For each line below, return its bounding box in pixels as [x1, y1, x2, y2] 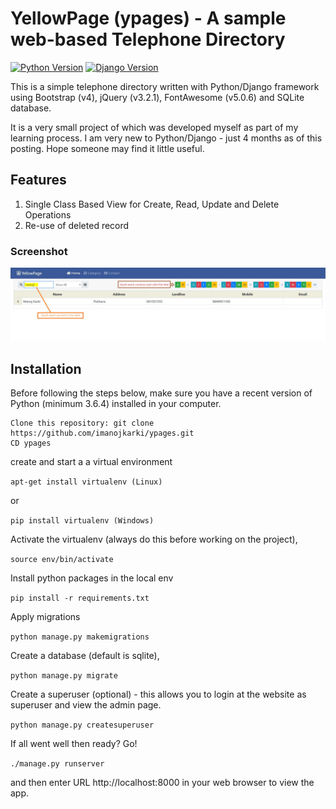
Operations [24, 208, 72, 221]
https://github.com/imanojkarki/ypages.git [10, 428, 195, 438]
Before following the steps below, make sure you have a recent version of [10, 387, 313, 399]
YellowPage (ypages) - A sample [10, 7, 287, 30]
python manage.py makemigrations [10, 632, 150, 642]
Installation [10, 360, 82, 377]
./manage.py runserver [10, 759, 105, 769]
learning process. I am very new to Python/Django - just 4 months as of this [10, 132, 323, 144]
